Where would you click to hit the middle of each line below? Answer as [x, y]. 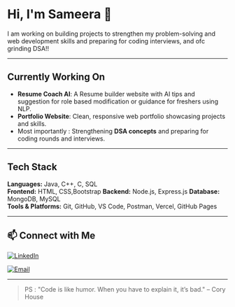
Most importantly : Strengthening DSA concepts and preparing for [113, 131]
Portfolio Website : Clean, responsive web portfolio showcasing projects [121, 116]
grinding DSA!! [28, 48]
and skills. [32, 123]
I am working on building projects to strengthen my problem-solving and [111, 34]
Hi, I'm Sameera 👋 [59, 14]
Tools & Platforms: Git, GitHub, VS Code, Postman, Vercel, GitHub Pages [112, 206]
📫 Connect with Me [51, 235]
